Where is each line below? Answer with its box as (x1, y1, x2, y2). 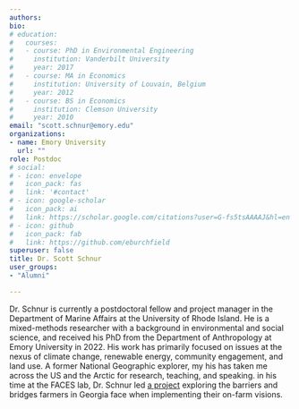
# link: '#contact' (9, 188, 90, 197)
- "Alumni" (9, 271, 50, 280)
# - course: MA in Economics (9, 72, 126, 81)
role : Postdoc (9, 154, 63, 164)
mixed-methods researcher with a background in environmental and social (9, 322, 285, 333)
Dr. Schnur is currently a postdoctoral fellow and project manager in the (9, 303, 273, 314)
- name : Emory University (9, 138, 106, 147)
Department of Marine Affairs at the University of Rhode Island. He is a (9, 312, 270, 323)
